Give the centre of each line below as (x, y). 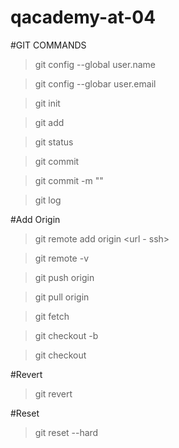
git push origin (64, 277)
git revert (53, 393)
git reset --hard (66, 432)
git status (54, 142)
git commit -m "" (69, 180)
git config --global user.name (95, 64)
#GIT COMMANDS (48, 45)
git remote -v (61, 258)
